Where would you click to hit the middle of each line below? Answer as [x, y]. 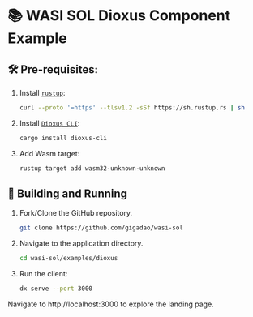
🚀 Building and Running [67, 194]
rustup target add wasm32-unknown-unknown [92, 168]
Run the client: [43, 274]
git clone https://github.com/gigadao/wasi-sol [101, 228]
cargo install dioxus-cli [63, 138]
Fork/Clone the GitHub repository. [76, 213]
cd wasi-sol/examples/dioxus [69, 259]
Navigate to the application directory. [81, 243]
